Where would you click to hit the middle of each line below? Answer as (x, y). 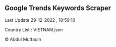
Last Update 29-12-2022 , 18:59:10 (40, 20)
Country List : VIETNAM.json (34, 30)
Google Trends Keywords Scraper (58, 8)
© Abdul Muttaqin (23, 39)
